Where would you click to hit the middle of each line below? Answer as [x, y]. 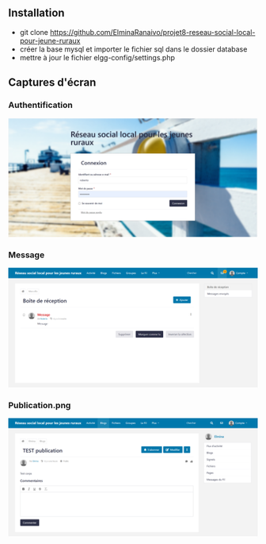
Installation [36, 13]
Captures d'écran [52, 83]
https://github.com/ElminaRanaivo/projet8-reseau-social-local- [153, 32]
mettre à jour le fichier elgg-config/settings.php [97, 57]
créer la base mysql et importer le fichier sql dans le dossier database [133, 49]
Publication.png [40, 405]
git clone [34, 32]
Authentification [40, 105]
